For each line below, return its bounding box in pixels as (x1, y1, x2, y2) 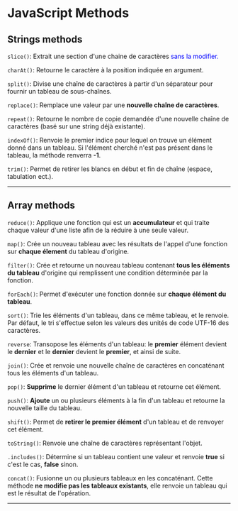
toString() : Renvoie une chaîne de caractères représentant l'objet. (7, 439, 203, 447)
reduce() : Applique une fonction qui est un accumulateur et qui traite (7, 218, 210, 226)
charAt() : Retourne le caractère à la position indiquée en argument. (7, 66, 204, 74)
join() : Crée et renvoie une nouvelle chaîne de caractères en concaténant (7, 361, 225, 370)
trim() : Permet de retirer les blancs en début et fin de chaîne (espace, (7, 165, 212, 173)
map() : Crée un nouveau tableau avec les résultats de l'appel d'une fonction (7, 239, 228, 248)
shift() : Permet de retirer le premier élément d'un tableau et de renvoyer (7, 417, 225, 426)
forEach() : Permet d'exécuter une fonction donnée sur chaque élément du (7, 290, 227, 298)
